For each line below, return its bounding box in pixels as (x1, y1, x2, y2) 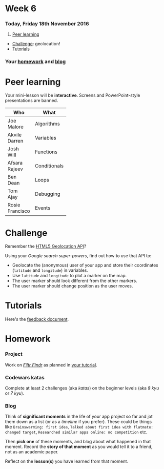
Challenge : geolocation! (12, 41, 60, 47)
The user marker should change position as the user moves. (12, 283, 133, 289)
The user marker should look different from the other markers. (12, 278, 138, 284)
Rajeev (7, 165, 23, 172)
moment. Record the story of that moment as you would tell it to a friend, (5, 444, 153, 449)
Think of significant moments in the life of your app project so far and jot (5, 413, 153, 420)
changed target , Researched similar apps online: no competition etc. (5, 429, 148, 435)
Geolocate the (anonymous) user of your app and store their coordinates (12, 262, 159, 268)
